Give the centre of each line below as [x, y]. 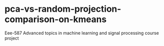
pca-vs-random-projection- [63, 9]
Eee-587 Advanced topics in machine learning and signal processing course [82, 33]
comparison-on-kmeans [55, 19]
